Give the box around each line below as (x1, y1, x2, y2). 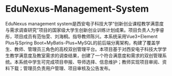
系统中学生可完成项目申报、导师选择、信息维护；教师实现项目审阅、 (18, 59, 162, 65)
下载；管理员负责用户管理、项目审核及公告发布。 (9, 65, 113, 71)
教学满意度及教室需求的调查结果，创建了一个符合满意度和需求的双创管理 (9, 52, 162, 59)
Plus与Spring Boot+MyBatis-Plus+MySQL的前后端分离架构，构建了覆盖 (5, 39, 156, 46)
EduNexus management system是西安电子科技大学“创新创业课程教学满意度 (5, 20, 164, 27)
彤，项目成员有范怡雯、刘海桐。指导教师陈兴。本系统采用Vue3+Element (5, 33, 158, 39)
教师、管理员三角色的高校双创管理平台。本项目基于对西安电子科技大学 (14, 46, 162, 52)
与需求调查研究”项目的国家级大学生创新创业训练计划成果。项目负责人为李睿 (5, 27, 165, 33)
